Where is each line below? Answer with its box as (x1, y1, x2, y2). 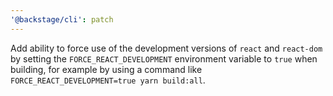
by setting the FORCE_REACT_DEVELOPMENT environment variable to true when (10, 52, 318, 65)
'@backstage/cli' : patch (10, 14, 114, 25)
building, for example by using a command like (10, 63, 203, 75)
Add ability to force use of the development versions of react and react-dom (10, 42, 323, 54)
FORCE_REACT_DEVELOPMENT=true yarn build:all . (10, 74, 206, 86)
